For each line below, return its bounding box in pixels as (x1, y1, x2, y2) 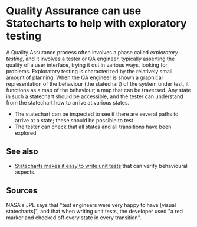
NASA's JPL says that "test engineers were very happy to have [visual (6, 201, 176, 208)
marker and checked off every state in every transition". (6, 214, 142, 221)
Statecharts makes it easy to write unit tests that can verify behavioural (14, 162, 188, 169)
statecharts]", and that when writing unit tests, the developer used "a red (6, 207, 183, 215)
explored (14, 129, 37, 137)
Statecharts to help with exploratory (6, 17, 187, 30)
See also (6, 147, 38, 157)
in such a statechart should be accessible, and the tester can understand (6, 93, 184, 100)
